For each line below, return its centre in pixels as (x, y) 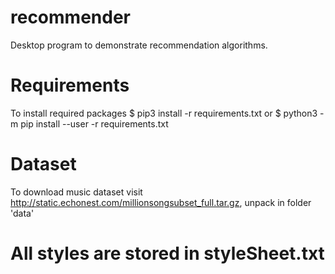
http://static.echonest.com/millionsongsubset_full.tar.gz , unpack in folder (161, 202)
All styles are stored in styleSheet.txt (167, 253)
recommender (70, 17)
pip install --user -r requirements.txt (94, 123)
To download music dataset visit (76, 192)
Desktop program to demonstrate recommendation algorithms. (139, 45)
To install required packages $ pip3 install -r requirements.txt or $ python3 (164, 113)
